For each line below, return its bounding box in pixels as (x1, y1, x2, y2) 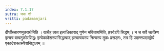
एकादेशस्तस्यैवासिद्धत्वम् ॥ (5, 40, 45, 46)
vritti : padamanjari (5, 16, 47, 21)
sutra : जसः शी (5, 12, 32, 17)
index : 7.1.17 (5, 7, 34, 12)
